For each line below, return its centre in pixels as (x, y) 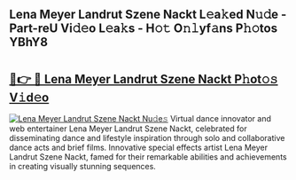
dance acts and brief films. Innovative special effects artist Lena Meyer (139, 147)
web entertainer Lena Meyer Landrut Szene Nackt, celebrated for (128, 129)
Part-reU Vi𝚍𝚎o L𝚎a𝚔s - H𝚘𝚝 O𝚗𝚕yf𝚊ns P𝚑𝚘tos (143, 29)
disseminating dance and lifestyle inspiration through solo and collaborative (147, 138)
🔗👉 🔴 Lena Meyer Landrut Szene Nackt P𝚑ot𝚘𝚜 (144, 79)
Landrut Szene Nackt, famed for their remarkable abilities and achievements (148, 157)
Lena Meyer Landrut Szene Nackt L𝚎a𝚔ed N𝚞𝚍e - (148, 15)
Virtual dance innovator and (221, 118)
